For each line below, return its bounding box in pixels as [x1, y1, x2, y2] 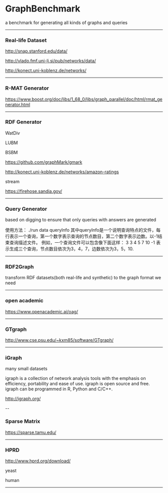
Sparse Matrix [5, 418, 40, 425]
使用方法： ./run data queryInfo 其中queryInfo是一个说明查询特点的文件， [5, 227, 156, 233]
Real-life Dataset [5, 37, 47, 44]
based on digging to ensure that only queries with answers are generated [5, 217, 156, 223]
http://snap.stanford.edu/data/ [5, 48, 67, 54]
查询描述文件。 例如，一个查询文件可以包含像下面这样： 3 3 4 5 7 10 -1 [9, 240, 155, 246]
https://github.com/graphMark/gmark [5, 159, 82, 165]
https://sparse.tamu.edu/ [5, 429, 56, 435]
